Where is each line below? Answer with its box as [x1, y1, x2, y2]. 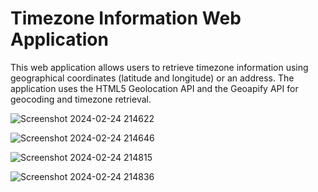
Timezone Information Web [10, 7, 242, 30]
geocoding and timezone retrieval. [10, 93, 152, 105]
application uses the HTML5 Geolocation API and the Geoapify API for [10, 82, 299, 94]
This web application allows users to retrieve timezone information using [10, 61, 309, 73]
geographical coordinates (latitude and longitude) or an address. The [10, 72, 295, 84]
